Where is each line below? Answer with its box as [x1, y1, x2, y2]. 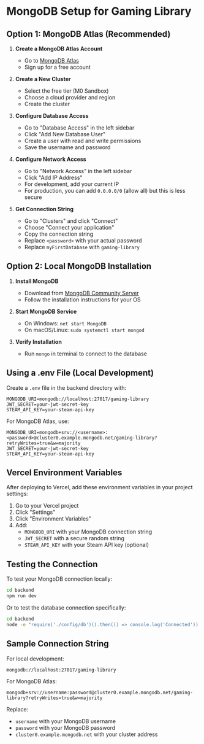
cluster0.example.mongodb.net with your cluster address [15, 730, 158, 738]
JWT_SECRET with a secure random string [24, 535, 124, 542]
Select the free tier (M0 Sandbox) [24, 87, 109, 95]
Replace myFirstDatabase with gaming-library [24, 244, 140, 250]
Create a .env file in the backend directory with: [6, 384, 127, 391]
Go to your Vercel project [15, 502, 79, 510]
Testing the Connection [6, 559, 98, 569]
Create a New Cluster [15, 76, 71, 82]
